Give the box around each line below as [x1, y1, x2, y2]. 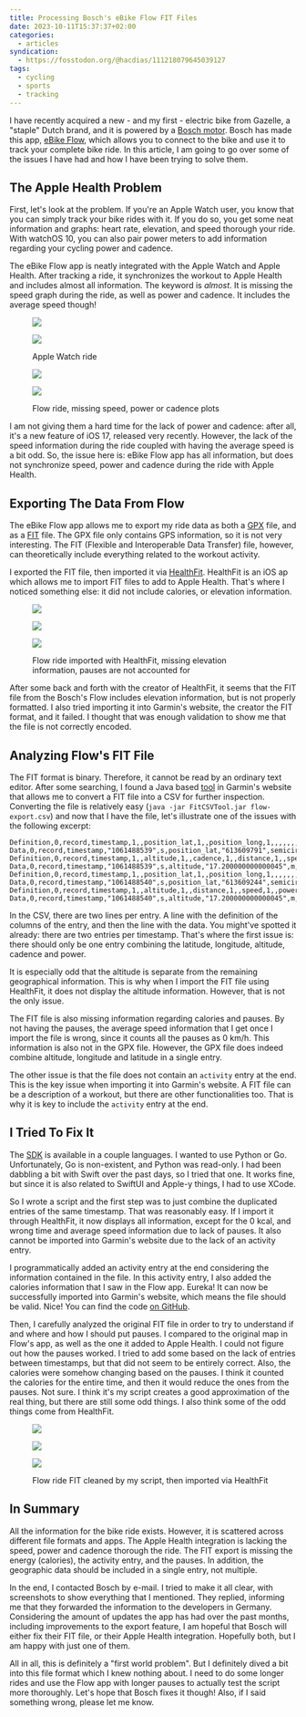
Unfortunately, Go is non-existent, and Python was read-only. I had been [9, 1159, 282, 1170]
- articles [17, 38, 59, 48]
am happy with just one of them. [9, 1639, 130, 1651]
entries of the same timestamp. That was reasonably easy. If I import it [9, 1205, 274, 1216]
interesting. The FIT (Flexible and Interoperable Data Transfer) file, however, [9, 539, 294, 550]
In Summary [9, 1502, 80, 1517]
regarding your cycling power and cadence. [9, 243, 173, 254]
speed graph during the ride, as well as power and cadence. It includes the [9, 289, 291, 301]
